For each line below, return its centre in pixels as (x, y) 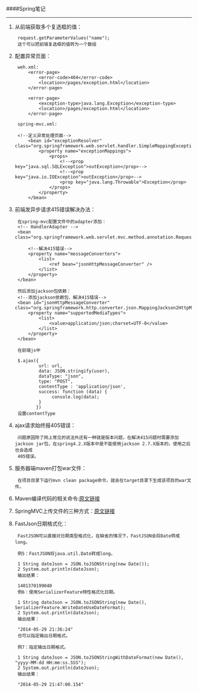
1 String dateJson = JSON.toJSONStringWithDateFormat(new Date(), (100, 658)
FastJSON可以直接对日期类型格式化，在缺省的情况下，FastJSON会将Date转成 (99, 536)
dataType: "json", (61, 376)
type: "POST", (56, 381)
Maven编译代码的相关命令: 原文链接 (57, 498)
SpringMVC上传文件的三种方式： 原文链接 (65, 511)
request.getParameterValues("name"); (64, 38)
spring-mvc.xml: (37, 124)
